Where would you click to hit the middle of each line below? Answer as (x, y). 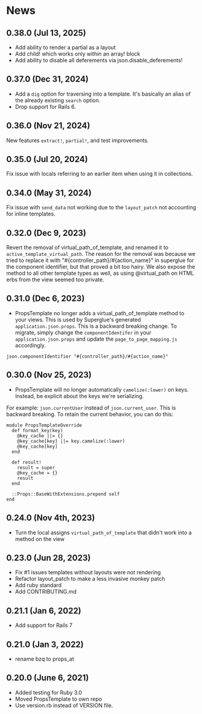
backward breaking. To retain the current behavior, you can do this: (90, 414)
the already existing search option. (58, 100)
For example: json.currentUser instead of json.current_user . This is (91, 408)
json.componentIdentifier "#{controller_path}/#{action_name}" (87, 356)
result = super (36, 467)
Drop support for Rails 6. (46, 106)
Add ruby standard (38, 585)
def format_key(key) (37, 430)
